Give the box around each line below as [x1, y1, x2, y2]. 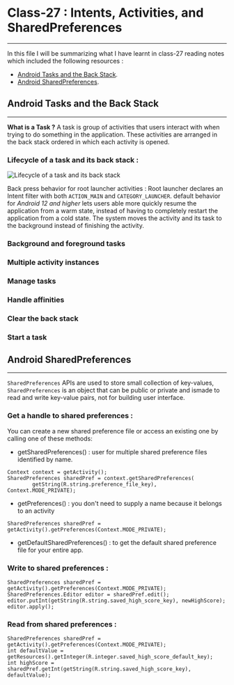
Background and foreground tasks [7, 238, 125, 248]
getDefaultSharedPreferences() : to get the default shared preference [17, 538, 217, 546]
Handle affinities [7, 295, 65, 305]
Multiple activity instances [7, 257, 100, 267]
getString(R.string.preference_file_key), [32, 481, 157, 488]
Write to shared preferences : [7, 563, 109, 573]
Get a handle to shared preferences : [7, 411, 134, 421]
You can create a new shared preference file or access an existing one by [7, 426, 219, 435]
